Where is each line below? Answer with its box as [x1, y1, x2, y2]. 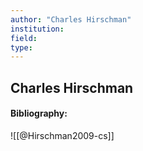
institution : [10, 24, 65, 34]
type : [10, 42, 33, 53]
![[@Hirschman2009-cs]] [10, 129, 115, 141]
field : [10, 33, 38, 43]
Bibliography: [10, 107, 68, 120]
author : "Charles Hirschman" [10, 14, 132, 25]
